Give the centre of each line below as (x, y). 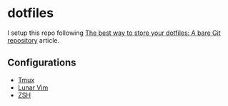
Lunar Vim (33, 88)
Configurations (42, 63)
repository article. (33, 40)
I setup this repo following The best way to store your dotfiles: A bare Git (114, 33)
